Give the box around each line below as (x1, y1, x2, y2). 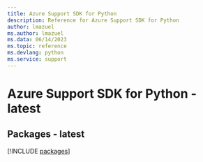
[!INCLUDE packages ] (7, 147, 70, 155)
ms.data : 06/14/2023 (7, 36, 68, 43)
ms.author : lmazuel (7, 29, 64, 37)
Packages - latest (7, 128, 85, 140)
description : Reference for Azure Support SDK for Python (7, 17, 179, 24)
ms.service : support (7, 56, 68, 63)
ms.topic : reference (7, 43, 68, 50)
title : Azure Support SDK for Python (7, 10, 117, 17)
